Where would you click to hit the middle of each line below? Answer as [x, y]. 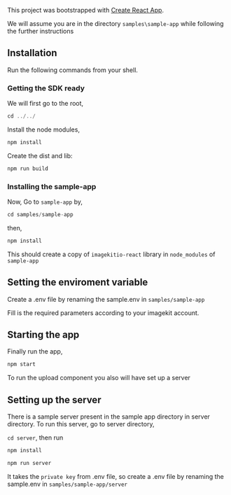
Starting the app [43, 334]
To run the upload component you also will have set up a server [99, 378]
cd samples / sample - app [40, 215]
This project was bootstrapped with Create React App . [86, 10]
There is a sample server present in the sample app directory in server [108, 417]
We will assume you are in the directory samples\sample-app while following [115, 23]
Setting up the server [54, 399]
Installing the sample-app [52, 186]
